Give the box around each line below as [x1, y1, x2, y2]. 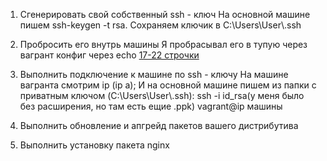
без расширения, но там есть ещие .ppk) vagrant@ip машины [19, 100, 283, 112]
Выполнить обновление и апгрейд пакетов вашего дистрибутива [19, 120, 299, 131]
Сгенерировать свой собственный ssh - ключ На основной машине [19, 9, 311, 20]
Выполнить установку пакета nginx [19, 139, 170, 151]
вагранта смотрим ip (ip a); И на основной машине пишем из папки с [19, 79, 317, 91]
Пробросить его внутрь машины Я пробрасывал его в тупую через [19, 39, 308, 50]
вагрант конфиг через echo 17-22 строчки [19, 49, 200, 61]
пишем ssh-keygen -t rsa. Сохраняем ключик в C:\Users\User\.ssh [19, 19, 302, 31]
